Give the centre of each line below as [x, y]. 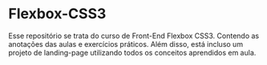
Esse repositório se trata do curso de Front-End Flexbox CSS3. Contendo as [134, 36]
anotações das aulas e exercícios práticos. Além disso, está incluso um [125, 44]
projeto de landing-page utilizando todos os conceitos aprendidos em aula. [132, 52]
